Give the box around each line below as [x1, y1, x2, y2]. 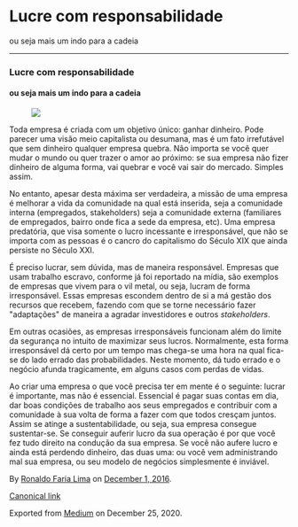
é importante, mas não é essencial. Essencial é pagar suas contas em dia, [9, 391, 279, 401]
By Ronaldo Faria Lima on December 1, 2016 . [9, 474, 172, 484]
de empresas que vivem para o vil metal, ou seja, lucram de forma [9, 281, 251, 291]
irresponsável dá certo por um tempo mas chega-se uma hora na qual [9, 345, 265, 356]
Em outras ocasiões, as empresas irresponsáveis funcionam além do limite [9, 326, 282, 337]
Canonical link [9, 491, 61, 501]
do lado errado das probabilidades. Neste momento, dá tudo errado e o [20, 354, 281, 365]
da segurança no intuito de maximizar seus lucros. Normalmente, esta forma [9, 336, 289, 346]
